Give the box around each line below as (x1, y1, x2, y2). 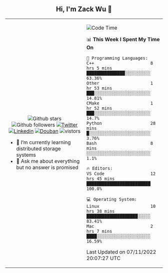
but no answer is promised (16, 164, 78, 171)
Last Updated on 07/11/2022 (86, 248, 156, 255)
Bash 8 (86, 140, 153, 146)
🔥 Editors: (86, 165, 113, 171)
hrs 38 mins (86, 208, 115, 214)
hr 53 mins (86, 85, 112, 91)
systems (16, 151, 36, 158)
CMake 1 (86, 100, 153, 106)
